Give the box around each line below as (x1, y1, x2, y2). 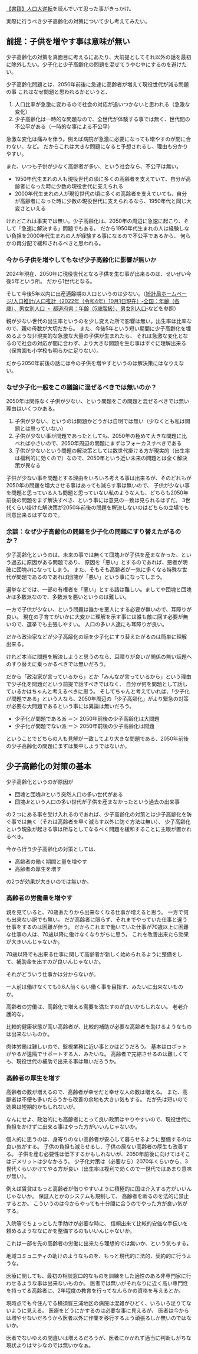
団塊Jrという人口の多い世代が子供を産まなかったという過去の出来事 (14, 798, 180, 805)
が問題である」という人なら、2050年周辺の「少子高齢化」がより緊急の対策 (6, 695, 189, 702)
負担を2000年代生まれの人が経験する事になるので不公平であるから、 (11, 232, 179, 239)
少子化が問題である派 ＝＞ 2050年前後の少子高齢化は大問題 (14, 715, 160, 722)
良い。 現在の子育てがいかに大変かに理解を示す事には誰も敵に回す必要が (6, 613, 183, 620)
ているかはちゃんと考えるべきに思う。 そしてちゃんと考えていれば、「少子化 (6, 688, 190, 695)
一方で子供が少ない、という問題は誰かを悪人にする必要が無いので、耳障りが (6, 606, 192, 613)
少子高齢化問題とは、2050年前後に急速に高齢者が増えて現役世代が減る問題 (6, 80, 189, 87)
